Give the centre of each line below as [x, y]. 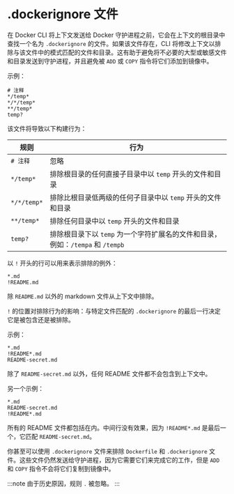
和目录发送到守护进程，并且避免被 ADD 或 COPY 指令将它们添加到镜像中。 [110, 61]
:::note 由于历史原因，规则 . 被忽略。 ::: [64, 483]
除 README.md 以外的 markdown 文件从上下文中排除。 [83, 296]
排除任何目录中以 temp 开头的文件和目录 [115, 221]
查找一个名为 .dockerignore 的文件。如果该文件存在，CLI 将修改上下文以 [111, 43]
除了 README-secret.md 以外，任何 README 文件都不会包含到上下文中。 [109, 373]
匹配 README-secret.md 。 [61, 436]
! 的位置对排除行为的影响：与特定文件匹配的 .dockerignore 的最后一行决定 [114, 311]
